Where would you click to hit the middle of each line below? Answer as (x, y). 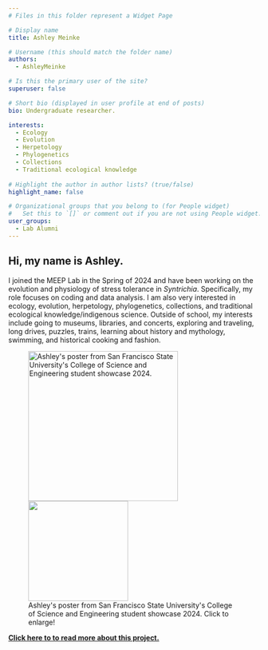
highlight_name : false (46, 192)
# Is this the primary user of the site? (78, 82)
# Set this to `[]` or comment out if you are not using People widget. (135, 214)
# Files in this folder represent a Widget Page (91, 16)
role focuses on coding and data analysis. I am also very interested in (122, 297)
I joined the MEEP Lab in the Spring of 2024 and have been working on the (131, 280)
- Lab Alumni (37, 229)
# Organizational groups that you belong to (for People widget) (119, 206)
